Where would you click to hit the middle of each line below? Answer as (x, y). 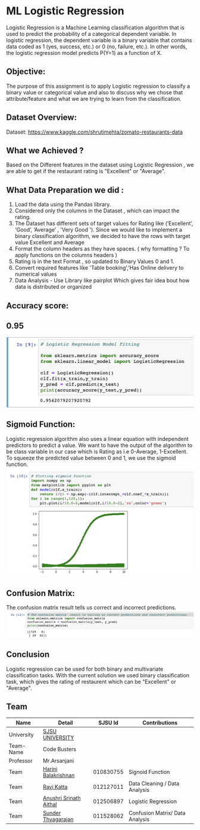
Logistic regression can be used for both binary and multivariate (85, 669)
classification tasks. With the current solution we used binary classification (98, 675)
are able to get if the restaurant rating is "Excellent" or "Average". (86, 171)
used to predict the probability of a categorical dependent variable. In (91, 33)
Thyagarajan (58, 819)
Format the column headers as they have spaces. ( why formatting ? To (102, 249)
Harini (50, 769)
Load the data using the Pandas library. (63, 205)
